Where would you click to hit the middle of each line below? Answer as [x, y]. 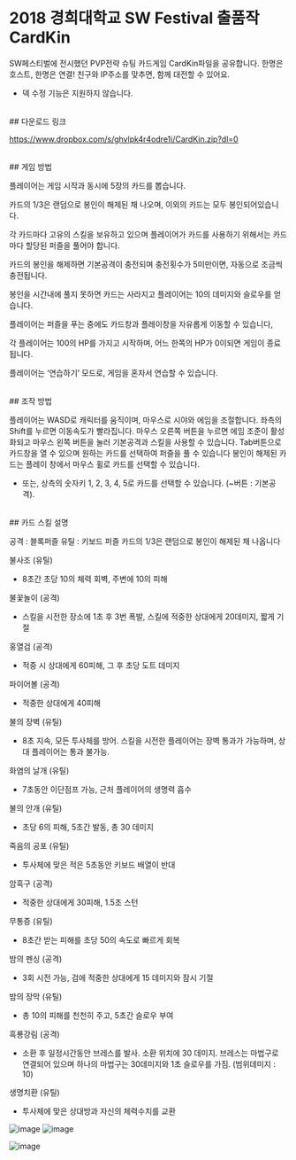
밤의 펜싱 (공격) [36, 959]
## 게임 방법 [31, 167]
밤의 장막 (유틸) [36, 996]
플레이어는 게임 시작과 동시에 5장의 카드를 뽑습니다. [98, 185]
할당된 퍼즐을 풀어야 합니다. [73, 245]
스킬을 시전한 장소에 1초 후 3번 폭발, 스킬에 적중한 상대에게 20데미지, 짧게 [148, 616]
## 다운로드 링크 [38, 121]
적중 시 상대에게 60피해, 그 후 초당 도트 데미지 [101, 665]
